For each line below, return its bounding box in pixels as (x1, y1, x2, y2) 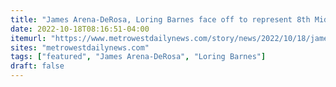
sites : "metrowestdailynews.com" (10, 42, 150, 53)
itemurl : (10, 33, 47, 43)
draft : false (10, 61, 65, 71)
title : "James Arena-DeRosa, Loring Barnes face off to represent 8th (10, 14, 311, 25)
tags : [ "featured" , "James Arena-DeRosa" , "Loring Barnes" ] (10, 52, 267, 62)
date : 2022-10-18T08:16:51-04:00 (10, 24, 150, 34)
